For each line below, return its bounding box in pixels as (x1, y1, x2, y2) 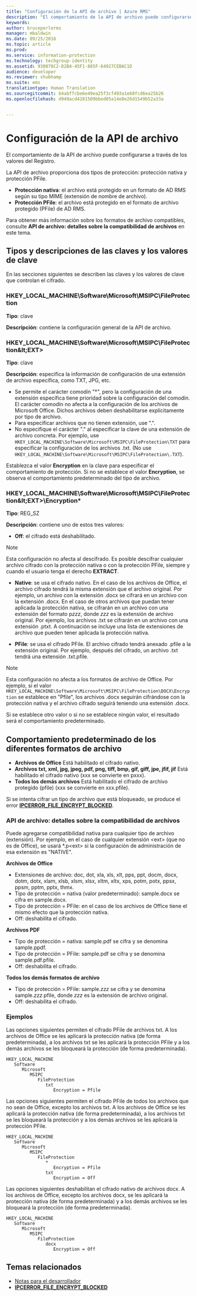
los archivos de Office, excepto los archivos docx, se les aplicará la (6, 1191, 168, 1198)
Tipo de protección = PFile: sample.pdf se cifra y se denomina (14, 950, 165, 957)
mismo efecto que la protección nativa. (14, 909, 109, 916)
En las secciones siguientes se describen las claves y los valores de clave (6, 271, 185, 278)
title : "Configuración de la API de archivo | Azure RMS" (6, 8, 151, 15)
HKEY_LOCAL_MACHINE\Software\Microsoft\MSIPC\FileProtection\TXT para (14, 438, 191, 445)
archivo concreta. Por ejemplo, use (14, 431, 100, 438)
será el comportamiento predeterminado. (6, 718, 106, 725)
